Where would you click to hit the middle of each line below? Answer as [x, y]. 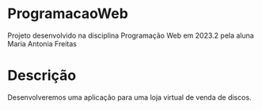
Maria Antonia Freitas [42, 43]
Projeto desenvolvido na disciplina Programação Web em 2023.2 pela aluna [131, 35]
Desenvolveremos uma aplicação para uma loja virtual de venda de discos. [129, 97]
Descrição [42, 76]
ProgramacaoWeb [68, 14]
